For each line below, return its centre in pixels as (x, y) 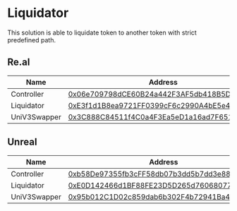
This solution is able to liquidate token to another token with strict (102, 32)
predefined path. (32, 40)
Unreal (22, 142)
